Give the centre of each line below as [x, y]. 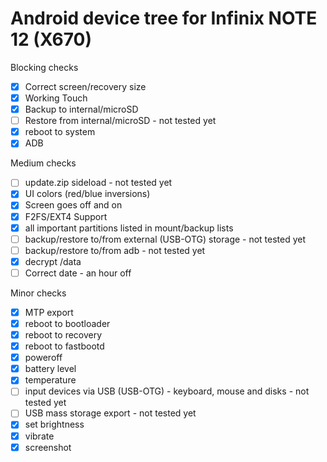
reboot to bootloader [67, 323]
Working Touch [56, 98]
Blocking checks [44, 67]
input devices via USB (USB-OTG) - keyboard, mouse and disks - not [167, 391]
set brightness [54, 424]
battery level [50, 369]
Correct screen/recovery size [85, 86]
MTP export [49, 312]
